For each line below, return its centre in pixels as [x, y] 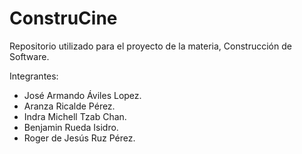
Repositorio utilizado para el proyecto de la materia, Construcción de [150, 46]
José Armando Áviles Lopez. [82, 95]
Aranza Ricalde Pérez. [69, 106]
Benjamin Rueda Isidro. [71, 127]
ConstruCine [63, 18]
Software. [29, 56]
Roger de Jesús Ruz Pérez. [79, 138]
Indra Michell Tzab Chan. [75, 116]
